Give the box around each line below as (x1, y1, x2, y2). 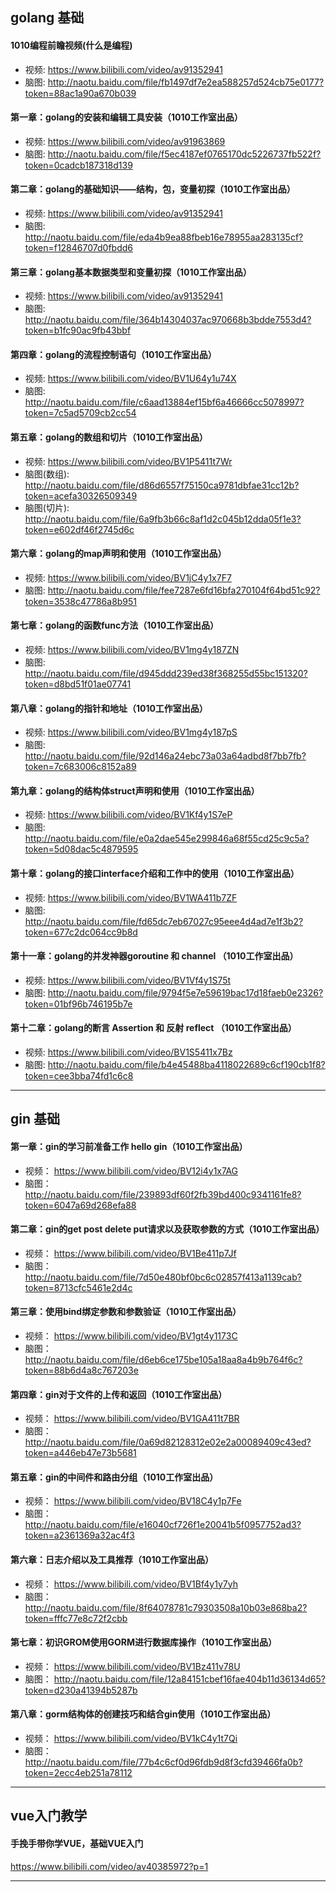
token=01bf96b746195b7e (24, 998, 133, 1010)
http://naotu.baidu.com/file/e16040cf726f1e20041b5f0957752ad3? (24, 1519, 302, 1531)
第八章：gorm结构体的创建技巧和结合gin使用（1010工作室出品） (10, 1708, 277, 1720)
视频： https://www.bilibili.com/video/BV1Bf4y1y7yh (24, 1578, 238, 1590)
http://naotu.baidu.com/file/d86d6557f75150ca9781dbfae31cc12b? (24, 479, 300, 491)
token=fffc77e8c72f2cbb (24, 1612, 128, 1624)
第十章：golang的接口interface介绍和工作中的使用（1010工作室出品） (10, 868, 300, 880)
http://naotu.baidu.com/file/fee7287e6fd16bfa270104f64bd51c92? (47, 584, 321, 596)
